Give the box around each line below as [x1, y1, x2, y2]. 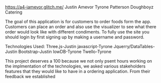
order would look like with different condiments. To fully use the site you [5, 29, 150, 34]
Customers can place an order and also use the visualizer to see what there [5, 24, 157, 30]
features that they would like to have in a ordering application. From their [5, 68, 151, 74]
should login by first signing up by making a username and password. [5, 34, 144, 40]
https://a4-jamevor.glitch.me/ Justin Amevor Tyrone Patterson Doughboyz [5, 4, 154, 10]
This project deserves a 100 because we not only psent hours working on [5, 58, 152, 64]
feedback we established [5, 74, 55, 79]
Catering [5, 9, 23, 15]
